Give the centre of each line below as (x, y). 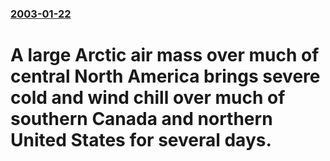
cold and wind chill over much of (148, 98)
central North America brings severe (165, 76)
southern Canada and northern (141, 119)
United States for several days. (141, 140)
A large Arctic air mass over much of (165, 55)
